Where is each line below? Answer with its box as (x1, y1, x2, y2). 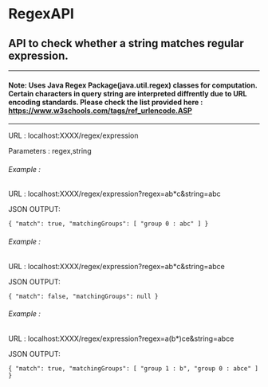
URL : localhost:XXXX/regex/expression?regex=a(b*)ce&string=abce (8, 334, 235, 343)
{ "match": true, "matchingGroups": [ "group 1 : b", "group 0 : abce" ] (8, 364, 259, 373)
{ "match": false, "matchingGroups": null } (8, 292, 159, 300)
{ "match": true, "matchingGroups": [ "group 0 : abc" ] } (8, 220, 209, 228)
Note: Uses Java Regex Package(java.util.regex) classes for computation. (8, 80, 258, 90)
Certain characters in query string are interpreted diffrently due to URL (8, 88, 247, 98)
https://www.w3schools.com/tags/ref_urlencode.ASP (8, 105, 193, 115)
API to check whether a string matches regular (8, 37, 245, 50)
